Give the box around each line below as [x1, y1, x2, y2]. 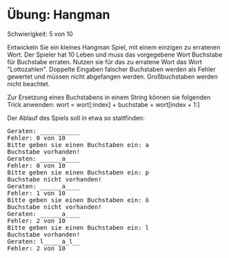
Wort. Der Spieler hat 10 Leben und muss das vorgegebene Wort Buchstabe [7, 50, 223, 59]
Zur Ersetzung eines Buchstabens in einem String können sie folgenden [7, 93, 211, 101]
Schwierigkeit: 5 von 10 [7, 30, 74, 38]
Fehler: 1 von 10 [7, 189, 66, 197]
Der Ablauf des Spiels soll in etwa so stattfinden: [7, 114, 145, 122]
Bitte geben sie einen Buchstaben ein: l [7, 224, 150, 231]
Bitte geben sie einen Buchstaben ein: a [7, 141, 150, 148]
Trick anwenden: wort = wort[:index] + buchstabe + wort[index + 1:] [7, 100, 200, 108]
